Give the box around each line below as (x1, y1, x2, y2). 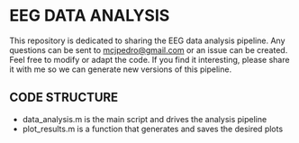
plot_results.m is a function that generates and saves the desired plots (22, 123, 284, 134)
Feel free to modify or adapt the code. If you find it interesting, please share (9, 54, 290, 65)
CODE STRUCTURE (9, 90, 119, 105)
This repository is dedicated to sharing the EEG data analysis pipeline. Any (9, 35, 285, 46)
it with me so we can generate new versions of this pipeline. (9, 64, 232, 75)
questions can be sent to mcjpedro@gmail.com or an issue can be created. (9, 44, 288, 55)
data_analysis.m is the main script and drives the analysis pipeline (22, 113, 267, 124)
